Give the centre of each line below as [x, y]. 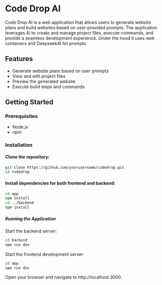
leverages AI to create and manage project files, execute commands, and [79, 33]
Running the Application [31, 219]
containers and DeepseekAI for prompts [46, 43]
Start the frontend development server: [45, 254]
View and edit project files [39, 76]
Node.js [20, 127]
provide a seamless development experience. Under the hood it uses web [80, 38]
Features [19, 59]
